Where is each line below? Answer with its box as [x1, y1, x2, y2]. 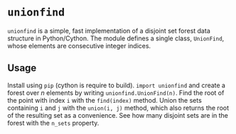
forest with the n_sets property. [7, 118, 100, 127]
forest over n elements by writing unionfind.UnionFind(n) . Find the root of [7, 88, 225, 97]
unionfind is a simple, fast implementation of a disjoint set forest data [7, 26, 211, 35]
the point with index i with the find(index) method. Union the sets [7, 96, 203, 104]
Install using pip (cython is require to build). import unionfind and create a [7, 81, 226, 89]
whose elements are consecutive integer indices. [7, 41, 151, 50]
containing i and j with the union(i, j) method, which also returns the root [7, 104, 230, 112]
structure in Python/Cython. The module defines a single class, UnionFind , [7, 34, 225, 43]
